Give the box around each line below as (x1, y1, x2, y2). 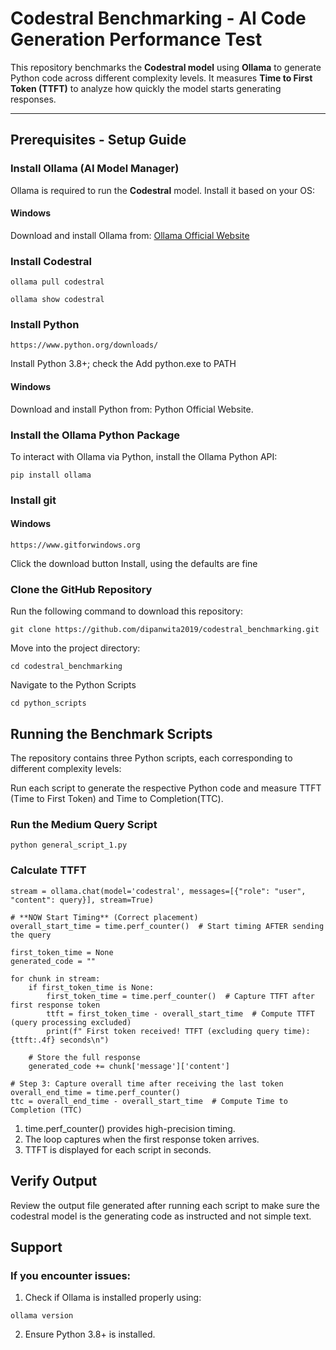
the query (10, 930, 52, 940)
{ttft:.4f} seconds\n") (10, 1035, 110, 1045)
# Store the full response (28, 1052, 141, 1062)
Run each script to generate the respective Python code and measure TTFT (10, 782, 322, 794)
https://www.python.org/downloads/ (10, 340, 159, 351)
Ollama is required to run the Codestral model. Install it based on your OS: (10, 184, 315, 196)
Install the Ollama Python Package (10, 428, 180, 442)
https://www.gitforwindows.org (10, 540, 141, 551)
